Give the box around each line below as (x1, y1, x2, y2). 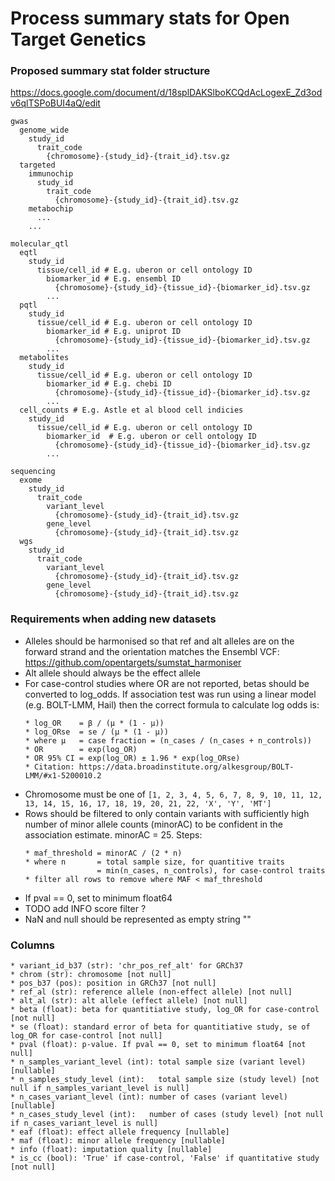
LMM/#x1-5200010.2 (24, 770, 102, 781)
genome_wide (19, 125, 70, 136)
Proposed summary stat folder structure (10, 64, 211, 78)
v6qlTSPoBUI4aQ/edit (10, 97, 101, 109)
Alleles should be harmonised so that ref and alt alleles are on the (24, 635, 295, 647)
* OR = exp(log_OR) (24, 744, 138, 754)
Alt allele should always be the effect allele (24, 667, 201, 679)
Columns (10, 938, 56, 952)
